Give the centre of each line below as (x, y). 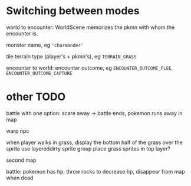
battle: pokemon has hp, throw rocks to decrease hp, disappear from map (96, 171)
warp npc (18, 130)
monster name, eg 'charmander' (45, 45)
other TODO (36, 97)
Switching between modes (73, 11)
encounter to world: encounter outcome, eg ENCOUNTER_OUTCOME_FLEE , (90, 68)
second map (21, 160)
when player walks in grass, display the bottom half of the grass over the (94, 142)
